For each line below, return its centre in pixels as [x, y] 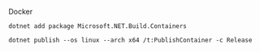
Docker [21, 12]
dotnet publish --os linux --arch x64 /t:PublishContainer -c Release [130, 40]
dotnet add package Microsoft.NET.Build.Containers [97, 26]
